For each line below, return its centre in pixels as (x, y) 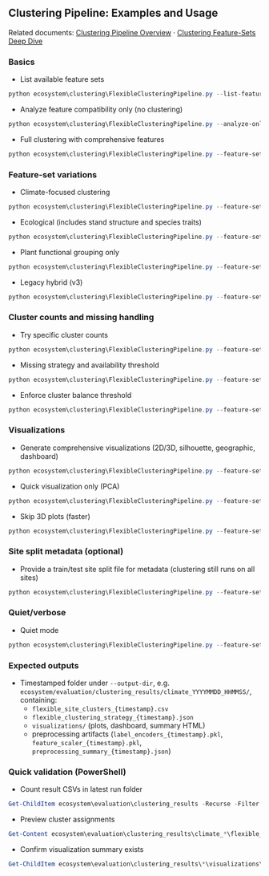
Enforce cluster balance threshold (76, 395)
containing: (38, 700)
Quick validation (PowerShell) (67, 772)
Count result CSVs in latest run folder (81, 789)
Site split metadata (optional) (66, 551)
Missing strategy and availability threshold (89, 365)
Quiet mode (39, 630)
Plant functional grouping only (70, 252)
